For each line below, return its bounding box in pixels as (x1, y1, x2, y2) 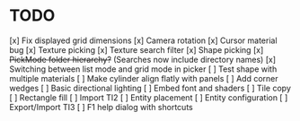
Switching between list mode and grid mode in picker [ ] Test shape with (9, 64, 278, 74)
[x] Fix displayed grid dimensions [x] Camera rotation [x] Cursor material (9, 35, 278, 46)
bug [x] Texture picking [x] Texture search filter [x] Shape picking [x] (9, 44, 264, 55)
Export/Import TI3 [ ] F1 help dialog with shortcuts (9, 101, 193, 112)
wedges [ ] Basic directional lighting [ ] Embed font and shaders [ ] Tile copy (9, 82, 292, 93)
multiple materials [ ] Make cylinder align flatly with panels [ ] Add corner (9, 73, 278, 83)
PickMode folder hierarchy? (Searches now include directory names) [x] (9, 54, 277, 65)
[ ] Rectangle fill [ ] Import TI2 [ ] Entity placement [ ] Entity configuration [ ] (9, 91, 288, 103)
